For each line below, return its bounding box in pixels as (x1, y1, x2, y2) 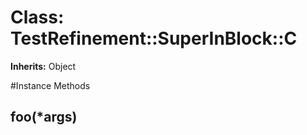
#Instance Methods (10, 79, 91, 91)
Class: (10, 6, 65, 29)
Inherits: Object (10, 60, 77, 72)
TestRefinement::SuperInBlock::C (10, 27, 298, 50)
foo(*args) (10, 109, 78, 126)
